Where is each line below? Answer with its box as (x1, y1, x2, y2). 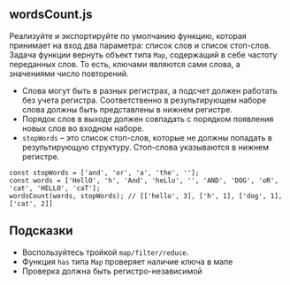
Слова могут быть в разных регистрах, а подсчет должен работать (21, 85, 278, 96)
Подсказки (9, 223, 73, 238)
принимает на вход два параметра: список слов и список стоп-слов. (9, 40, 271, 50)
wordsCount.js (9, 7, 93, 22)
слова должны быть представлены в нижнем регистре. (21, 104, 233, 114)
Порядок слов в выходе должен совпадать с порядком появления (21, 113, 274, 124)
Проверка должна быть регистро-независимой (21, 266, 203, 276)
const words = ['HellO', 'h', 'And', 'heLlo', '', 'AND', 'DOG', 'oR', (9, 176, 279, 185)
